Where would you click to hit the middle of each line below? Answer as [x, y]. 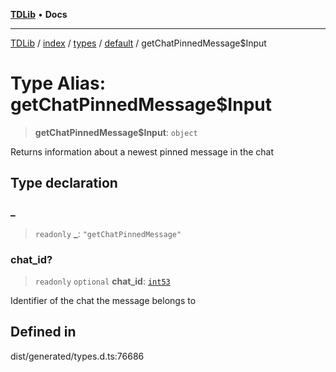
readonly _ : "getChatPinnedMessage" [108, 233]
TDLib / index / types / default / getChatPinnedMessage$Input [138, 43]
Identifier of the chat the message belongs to [103, 300]
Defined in [43, 332]
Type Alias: [58, 83]
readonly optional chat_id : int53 [102, 281]
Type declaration [64, 183]
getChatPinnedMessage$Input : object [116, 132]
